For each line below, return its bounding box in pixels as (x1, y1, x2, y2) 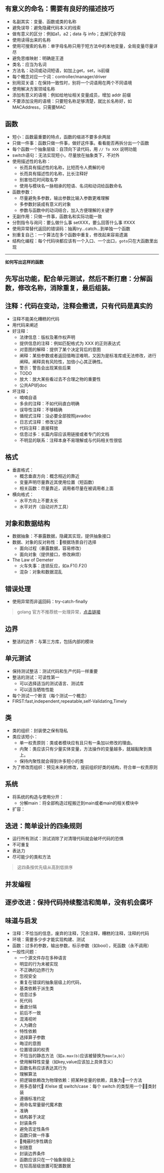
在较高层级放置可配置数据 (19, 1163, 71, 1169)
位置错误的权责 (19, 1046, 50, 1052)
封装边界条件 (19, 1150, 45, 1156)
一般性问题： (12, 948, 38, 954)
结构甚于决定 (19, 1114, 45, 1120)
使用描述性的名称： (12, 158, 51, 164)
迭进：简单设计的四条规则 (5, 822, 82, 830)
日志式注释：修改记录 (19, 419, 62, 425)
